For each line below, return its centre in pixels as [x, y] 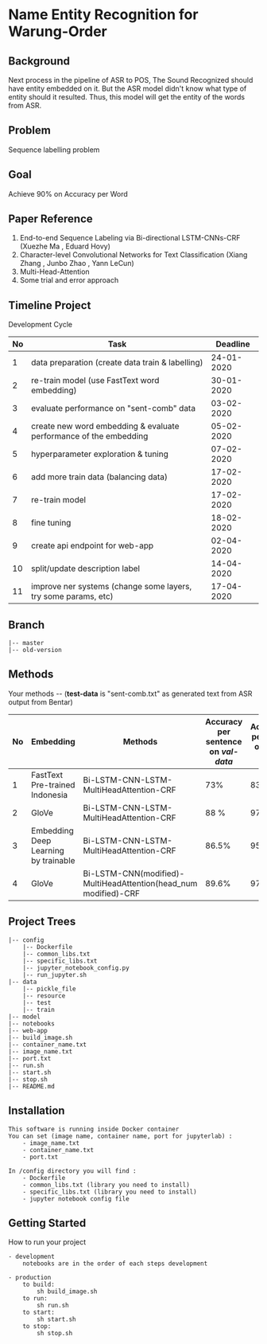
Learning [48, 850]
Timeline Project [50, 305]
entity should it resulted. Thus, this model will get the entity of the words [126, 97]
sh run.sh [53, 1306]
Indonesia [50, 795]
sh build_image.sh [67, 1291]
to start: [39, 1313]
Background [39, 61]
